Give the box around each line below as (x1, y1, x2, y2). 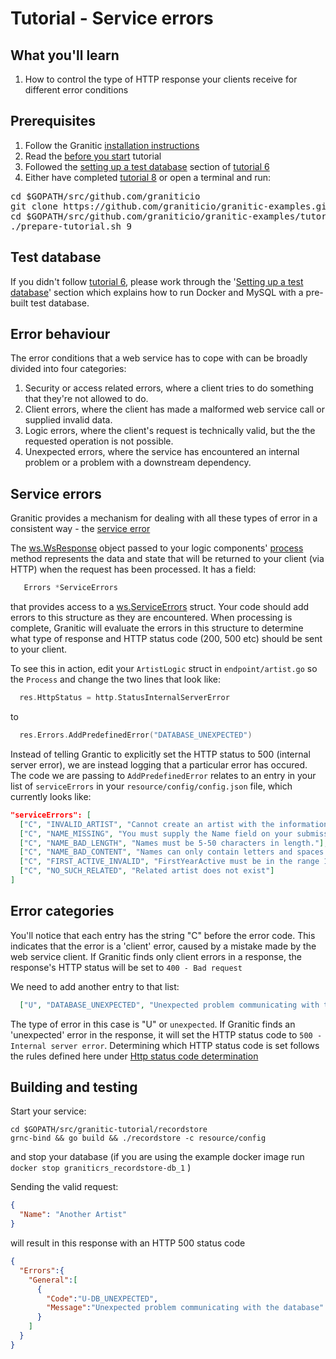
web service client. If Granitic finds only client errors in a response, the (10, 950, 302, 962)
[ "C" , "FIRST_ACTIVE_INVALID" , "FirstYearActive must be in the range (19, 857, 320, 867)
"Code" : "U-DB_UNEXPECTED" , (46, 1293, 159, 1304)
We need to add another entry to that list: (10, 980, 180, 992)
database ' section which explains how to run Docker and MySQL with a (10, 286, 304, 298)
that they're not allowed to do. (24, 393, 149, 405)
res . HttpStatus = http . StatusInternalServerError (19, 693, 230, 703)
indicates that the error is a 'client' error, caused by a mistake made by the (10, 940, 317, 952)
